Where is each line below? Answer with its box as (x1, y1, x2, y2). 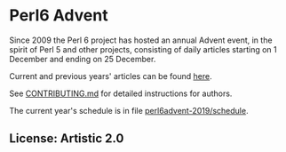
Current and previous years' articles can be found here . (9, 70, 212, 81)
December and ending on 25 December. (9, 53, 156, 64)
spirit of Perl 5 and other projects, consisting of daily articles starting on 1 (9, 44, 277, 54)
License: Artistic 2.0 (9, 131, 124, 147)
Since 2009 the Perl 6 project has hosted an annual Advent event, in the (9, 35, 273, 45)
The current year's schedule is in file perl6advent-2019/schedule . (9, 105, 249, 116)
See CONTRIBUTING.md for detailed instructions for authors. (9, 88, 233, 99)
